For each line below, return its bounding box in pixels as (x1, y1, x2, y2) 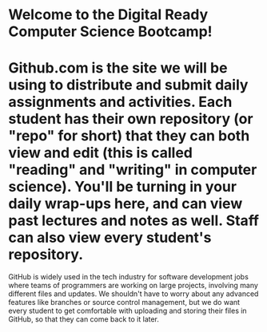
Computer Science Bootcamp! (8, 22, 213, 41)
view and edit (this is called (8, 144, 193, 162)
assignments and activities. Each (8, 93, 233, 111)
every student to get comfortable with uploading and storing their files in (8, 306, 247, 316)
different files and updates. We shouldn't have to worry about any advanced (8, 289, 259, 298)
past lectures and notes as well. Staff (8, 211, 260, 230)
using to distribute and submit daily (8, 76, 249, 94)
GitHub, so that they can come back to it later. (8, 314, 160, 324)
